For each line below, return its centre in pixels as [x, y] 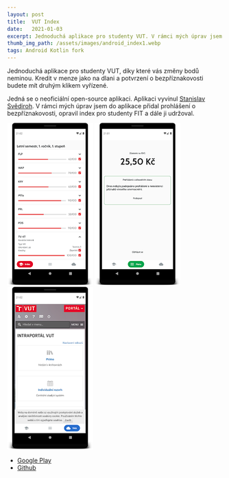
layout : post [26, 14]
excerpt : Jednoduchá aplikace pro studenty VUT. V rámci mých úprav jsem [115, 36]
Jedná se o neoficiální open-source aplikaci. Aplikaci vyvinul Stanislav [106, 99]
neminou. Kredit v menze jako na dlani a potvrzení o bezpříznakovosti [105, 78]
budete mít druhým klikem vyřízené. [58, 85]
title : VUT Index [33, 22]
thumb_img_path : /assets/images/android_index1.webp [84, 43]
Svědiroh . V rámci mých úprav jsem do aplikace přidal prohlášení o [101, 106]
